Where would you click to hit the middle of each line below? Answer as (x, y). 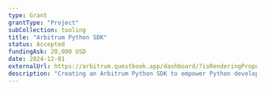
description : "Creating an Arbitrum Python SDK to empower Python (119, 74)
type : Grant (28, 15)
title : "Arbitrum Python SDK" (58, 37)
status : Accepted (37, 45)
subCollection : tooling (47, 30)
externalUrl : (30, 67)
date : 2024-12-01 (37, 59)
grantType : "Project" (44, 23)
